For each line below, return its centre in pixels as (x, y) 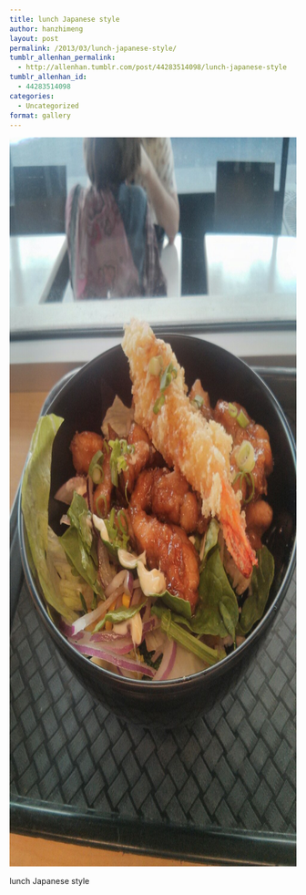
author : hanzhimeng (46, 29)
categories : (32, 96)
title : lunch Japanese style (65, 19)
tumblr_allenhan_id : (49, 77)
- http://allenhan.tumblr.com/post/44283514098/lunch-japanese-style (152, 67)
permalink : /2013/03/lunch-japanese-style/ (93, 48)
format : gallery (40, 115)
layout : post (34, 38)
